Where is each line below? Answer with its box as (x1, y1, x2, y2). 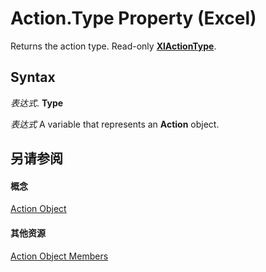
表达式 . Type (10, 97, 64, 109)
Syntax (10, 69, 56, 86)
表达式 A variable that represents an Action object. (10, 118, 220, 130)
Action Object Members (10, 250, 109, 262)
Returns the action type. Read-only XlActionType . (10, 40, 217, 52)
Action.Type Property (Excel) (10, 7, 257, 30)
